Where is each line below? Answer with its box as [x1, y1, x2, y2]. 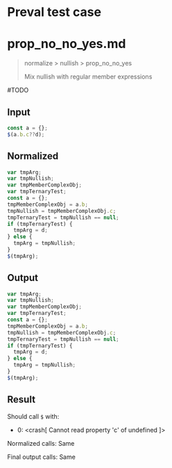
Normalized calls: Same [7, 439, 75, 447]
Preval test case [7, 4, 102, 20]
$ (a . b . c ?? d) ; [7, 131, 45, 138]
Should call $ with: [7, 412, 60, 421]
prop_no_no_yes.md [7, 36, 126, 52]
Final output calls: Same [7, 453, 76, 461]
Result [7, 394, 36, 405]
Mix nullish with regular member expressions [24, 72, 153, 81]
